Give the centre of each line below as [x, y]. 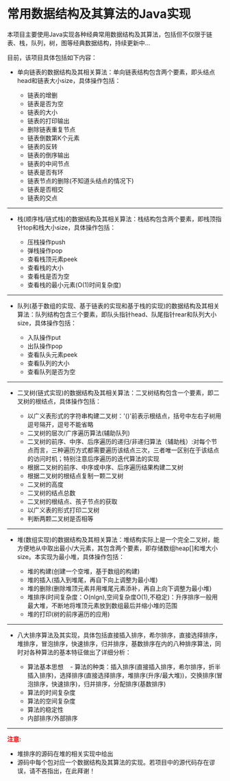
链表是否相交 [45, 189]
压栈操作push [47, 242]
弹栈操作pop [45, 250]
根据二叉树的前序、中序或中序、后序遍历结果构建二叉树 [105, 467]
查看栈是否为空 [48, 276]
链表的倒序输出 [48, 155]
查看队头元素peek [52, 354]
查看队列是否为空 [51, 371]
